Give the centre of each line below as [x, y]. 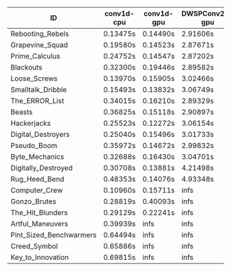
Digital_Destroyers [40, 134]
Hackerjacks [31, 123]
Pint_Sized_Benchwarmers [54, 235]
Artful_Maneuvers [40, 224]
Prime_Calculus [35, 56]
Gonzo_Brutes [33, 201]
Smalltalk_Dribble [39, 90]
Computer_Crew [37, 190]
